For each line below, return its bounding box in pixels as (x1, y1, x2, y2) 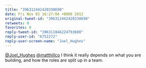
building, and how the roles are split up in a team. (5, 57, 103, 63)
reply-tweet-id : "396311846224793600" (5, 30, 83, 34)
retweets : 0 (5, 20, 29, 26)
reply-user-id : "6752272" (5, 34, 57, 39)
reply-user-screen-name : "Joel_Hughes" (5, 39, 86, 44)
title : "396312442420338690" (5, 7, 64, 12)
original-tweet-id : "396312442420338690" (5, 16, 90, 21)
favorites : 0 (5, 25, 32, 30)
